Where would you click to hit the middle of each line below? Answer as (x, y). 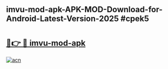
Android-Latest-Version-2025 (62, 19)
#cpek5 (135, 19)
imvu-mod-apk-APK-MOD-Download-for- (85, 10)
